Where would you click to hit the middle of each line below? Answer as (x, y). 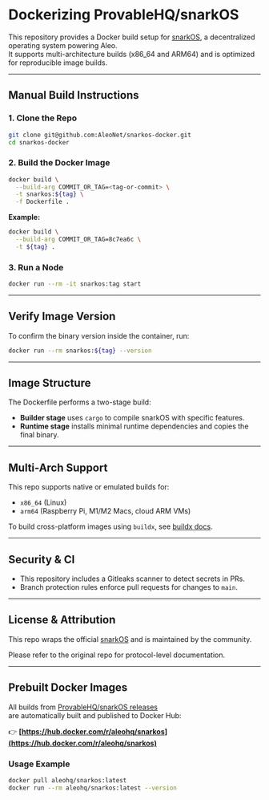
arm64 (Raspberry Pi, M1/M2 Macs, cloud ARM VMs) (105, 511)
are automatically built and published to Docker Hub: (95, 715)
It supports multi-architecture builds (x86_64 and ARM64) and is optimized (132, 54)
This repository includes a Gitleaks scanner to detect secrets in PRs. (132, 579)
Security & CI (42, 559)
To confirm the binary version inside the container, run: (99, 335)
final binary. (39, 435)
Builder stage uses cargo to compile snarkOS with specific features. (132, 418)
